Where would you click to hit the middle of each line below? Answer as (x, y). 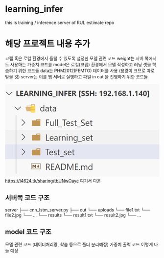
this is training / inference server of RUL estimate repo (60, 23)
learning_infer (34, 9)
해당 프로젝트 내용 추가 (48, 44)
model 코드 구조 (28, 232)
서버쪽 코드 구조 (27, 198)
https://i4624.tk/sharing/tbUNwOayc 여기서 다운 (53, 181)
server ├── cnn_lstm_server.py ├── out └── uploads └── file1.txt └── (78, 210)
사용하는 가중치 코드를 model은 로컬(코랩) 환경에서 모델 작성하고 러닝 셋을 (81, 64)
